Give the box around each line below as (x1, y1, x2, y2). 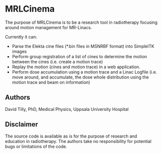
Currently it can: (5, 34, 37, 40)
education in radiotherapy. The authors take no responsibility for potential (5, 138, 151, 144)
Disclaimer (5, 120, 38, 129)
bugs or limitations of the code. (5, 143, 67, 149)
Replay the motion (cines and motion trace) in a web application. (12, 64, 140, 70)
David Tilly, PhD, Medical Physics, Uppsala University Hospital (5, 106, 129, 112)
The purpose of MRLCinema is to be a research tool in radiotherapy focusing (5, 19, 158, 25)
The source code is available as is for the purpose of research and (5, 133, 137, 139)
